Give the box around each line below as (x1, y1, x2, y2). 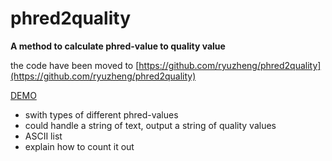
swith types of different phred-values (24, 108, 179, 121)
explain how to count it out (24, 140, 135, 152)
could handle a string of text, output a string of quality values (24, 119, 277, 131)
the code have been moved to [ (10, 59, 140, 71)
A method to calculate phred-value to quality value (10, 40, 226, 52)
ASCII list (24, 130, 63, 142)
